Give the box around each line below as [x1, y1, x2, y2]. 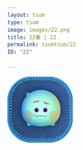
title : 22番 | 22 [7, 34, 57, 41]
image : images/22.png [7, 26, 70, 33]
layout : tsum [7, 11, 45, 18]
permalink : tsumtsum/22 [7, 41, 77, 49]
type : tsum [7, 18, 39, 26]
